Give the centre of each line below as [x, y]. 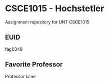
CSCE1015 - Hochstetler [54, 9]
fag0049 [14, 49]
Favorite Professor [34, 65]
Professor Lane [20, 76]
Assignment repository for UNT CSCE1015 [47, 22]
